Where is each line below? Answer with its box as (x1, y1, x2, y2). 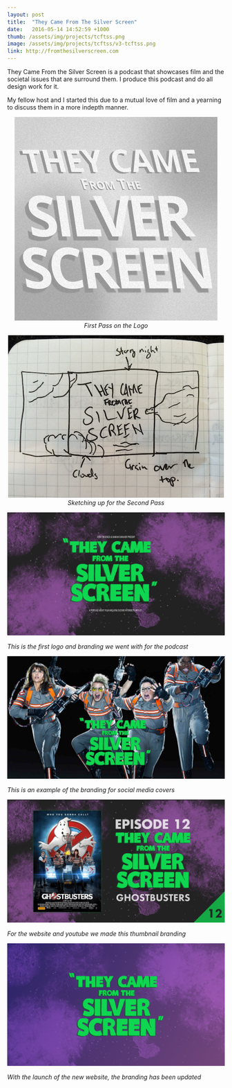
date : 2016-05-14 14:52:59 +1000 (7, 26, 110, 33)
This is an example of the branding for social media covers (7, 786, 175, 793)
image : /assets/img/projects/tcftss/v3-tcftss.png (7, 40, 156, 48)
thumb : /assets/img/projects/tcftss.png (7, 33, 126, 40)
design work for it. (7, 82, 59, 90)
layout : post (7, 11, 45, 18)
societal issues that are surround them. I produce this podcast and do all (7, 75, 213, 83)
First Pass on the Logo (84, 322, 148, 329)
